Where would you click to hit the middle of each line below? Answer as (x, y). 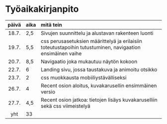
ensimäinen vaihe (61, 53)
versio (48, 91)
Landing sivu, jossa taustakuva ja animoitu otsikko (99, 69)
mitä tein (51, 25)
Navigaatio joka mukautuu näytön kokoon (89, 61)
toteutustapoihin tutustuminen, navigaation (90, 47)
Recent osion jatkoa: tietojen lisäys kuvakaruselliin (99, 100)
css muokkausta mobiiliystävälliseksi (83, 78)
